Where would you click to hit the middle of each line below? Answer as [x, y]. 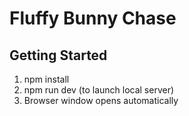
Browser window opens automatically [101, 100]
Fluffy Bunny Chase [93, 18]
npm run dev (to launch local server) [99, 90]
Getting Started [58, 55]
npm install [46, 79]
